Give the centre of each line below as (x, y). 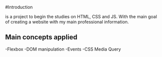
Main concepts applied (41, 37)
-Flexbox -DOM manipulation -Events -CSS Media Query (63, 49)
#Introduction (19, 7)
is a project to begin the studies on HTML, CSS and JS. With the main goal (81, 16)
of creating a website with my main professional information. (67, 22)
